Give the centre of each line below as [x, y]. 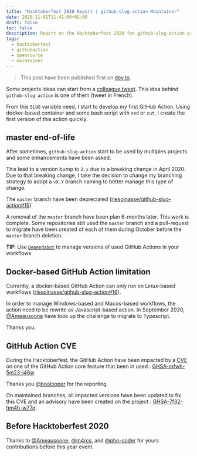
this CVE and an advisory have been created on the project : [79, 401]
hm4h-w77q [21, 408]
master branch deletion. [35, 236]
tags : [13, 39]
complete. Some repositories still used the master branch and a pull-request [98, 223]
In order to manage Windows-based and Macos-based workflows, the [91, 304]
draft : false [22, 22]
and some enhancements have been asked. [59, 158]
